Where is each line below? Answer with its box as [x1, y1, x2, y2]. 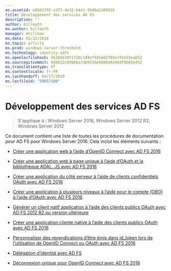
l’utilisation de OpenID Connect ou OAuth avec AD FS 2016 [12, 240, 136, 246]
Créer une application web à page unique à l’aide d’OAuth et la [12, 158, 144, 164]
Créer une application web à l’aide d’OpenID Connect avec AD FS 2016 [12, 148, 161, 154]
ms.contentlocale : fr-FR [5, 69, 58, 75]
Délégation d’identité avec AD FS [12, 250, 82, 256]
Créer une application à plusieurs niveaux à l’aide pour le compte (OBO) [12, 188, 163, 194]
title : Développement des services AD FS [5, 12, 95, 17]
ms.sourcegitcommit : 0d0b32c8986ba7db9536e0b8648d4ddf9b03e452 [5, 60, 142, 65]
